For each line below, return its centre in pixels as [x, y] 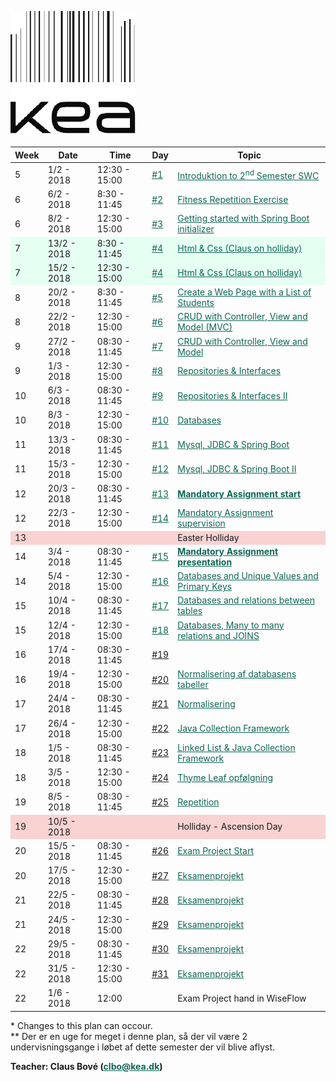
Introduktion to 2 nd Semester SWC [248, 174]
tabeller [193, 684]
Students [196, 302]
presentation [205, 562]
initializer [196, 229]
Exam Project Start [215, 851]
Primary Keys [205, 586]
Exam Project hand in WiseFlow [242, 998]
